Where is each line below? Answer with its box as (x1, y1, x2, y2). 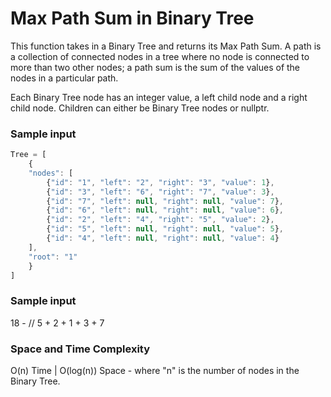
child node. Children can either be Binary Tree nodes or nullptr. (10, 102, 270, 114)
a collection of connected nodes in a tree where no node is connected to (10, 50, 310, 62)
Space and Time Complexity (10, 342, 151, 356)
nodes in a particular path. (10, 72, 119, 84)
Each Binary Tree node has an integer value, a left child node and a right (10, 91, 308, 103)
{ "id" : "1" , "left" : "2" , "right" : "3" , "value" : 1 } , (46, 177, 275, 187)
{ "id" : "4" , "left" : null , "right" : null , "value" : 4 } (46, 233, 280, 244)
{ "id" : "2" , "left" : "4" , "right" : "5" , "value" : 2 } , (46, 215, 275, 225)
